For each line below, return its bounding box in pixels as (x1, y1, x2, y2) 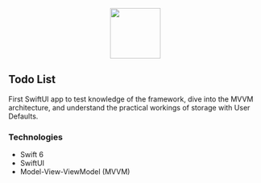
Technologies (8, 131, 63, 143)
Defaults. (8, 111, 39, 121)
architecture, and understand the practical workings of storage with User (8, 102, 251, 112)
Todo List (8, 73, 56, 86)
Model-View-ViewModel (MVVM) (19, 167, 130, 177)
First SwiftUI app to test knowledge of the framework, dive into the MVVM (8, 94, 254, 104)
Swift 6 (19, 150, 44, 160)
